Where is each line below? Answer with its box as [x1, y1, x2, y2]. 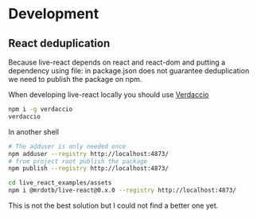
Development [8, 5, 99, 23]
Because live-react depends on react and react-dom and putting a [8, 57, 226, 67]
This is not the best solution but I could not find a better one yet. [8, 200, 219, 210]
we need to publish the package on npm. [8, 75, 142, 84]
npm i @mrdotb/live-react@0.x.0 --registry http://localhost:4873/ [8, 186, 237, 195]
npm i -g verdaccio [8, 105, 73, 113]
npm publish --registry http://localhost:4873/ [8, 165, 169, 173]
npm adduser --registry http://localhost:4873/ [8, 150, 169, 158]
